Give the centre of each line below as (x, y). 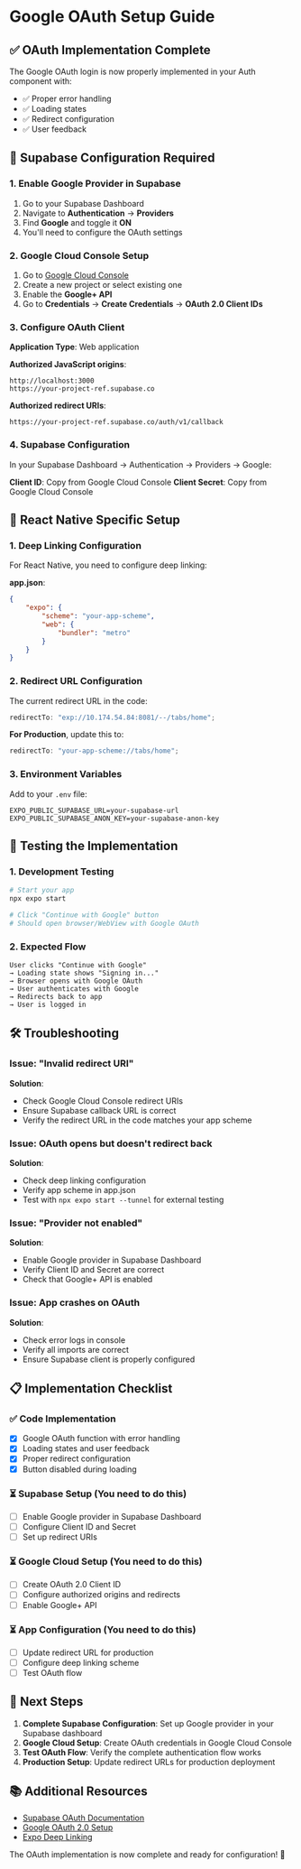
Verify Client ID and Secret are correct (93, 1270)
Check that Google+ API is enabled (87, 1280)
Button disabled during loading (79, 1469)
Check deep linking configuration (84, 1180)
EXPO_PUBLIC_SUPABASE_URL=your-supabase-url (94, 810)
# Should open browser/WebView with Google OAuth (105, 923)
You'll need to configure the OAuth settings (102, 232)
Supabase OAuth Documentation (83, 1818)
